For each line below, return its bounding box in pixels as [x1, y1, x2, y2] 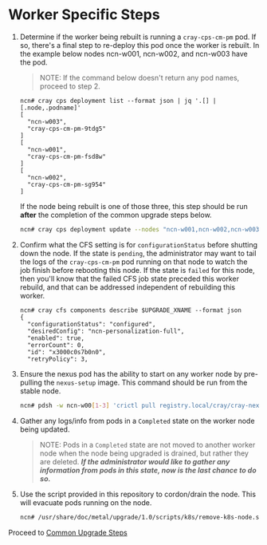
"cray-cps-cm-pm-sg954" [27, 180, 106, 188]
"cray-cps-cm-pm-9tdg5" [27, 124, 106, 132]
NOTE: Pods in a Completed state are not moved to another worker [39, 440, 256, 449]
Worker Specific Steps [8, 6, 161, 24]
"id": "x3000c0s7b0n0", [27, 348, 106, 356]
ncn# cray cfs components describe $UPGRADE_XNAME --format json [19, 306, 241, 314]
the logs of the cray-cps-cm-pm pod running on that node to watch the [19, 257, 248, 267]
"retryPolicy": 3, [27, 355, 88, 363]
